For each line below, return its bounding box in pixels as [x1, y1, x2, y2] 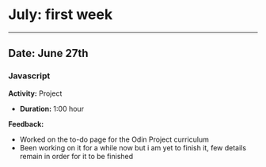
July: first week [8, 6, 113, 24]
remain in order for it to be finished [19, 151, 134, 161]
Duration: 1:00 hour [19, 104, 85, 113]
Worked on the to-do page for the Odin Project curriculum [19, 135, 210, 144]
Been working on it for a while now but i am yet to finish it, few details [19, 142, 247, 152]
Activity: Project [8, 89, 63, 98]
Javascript [8, 70, 51, 82]
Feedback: [8, 119, 44, 128]
